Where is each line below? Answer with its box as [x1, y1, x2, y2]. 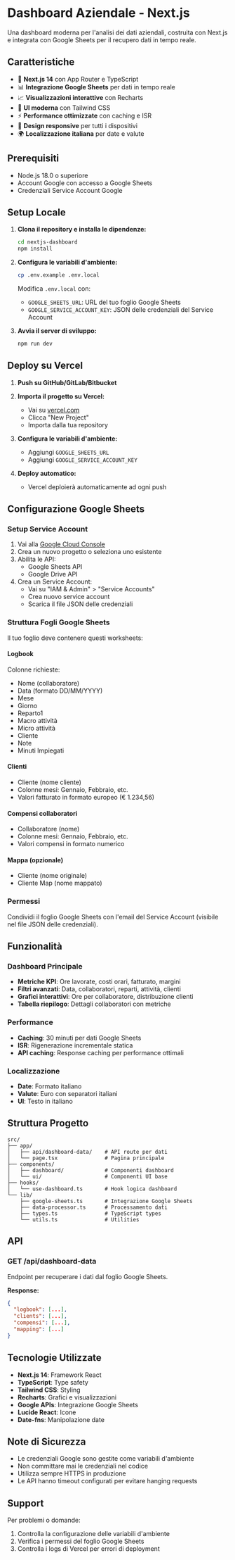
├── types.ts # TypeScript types [20, 1209, 161, 1217]
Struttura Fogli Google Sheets [7, 617, 110, 627]
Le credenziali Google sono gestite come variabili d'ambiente [17, 1454, 194, 1463]
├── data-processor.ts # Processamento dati [20, 1204, 168, 1211]
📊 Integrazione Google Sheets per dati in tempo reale [17, 82, 175, 91]
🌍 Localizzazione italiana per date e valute [17, 129, 145, 138]
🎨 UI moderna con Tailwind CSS [17, 103, 111, 112]
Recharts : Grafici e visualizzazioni [17, 1392, 117, 1402]
